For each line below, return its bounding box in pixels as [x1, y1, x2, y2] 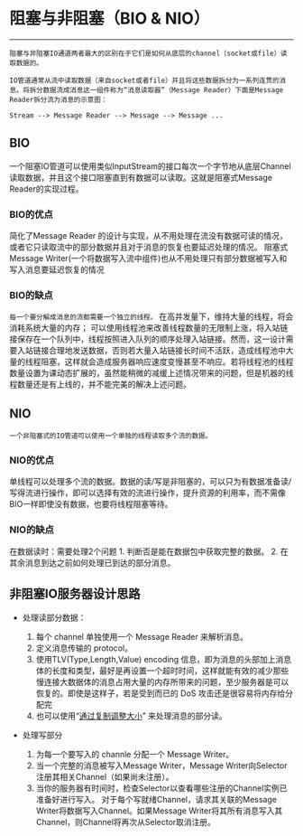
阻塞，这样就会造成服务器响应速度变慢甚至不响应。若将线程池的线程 [40, 356, 294, 367]
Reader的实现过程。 [9, 183, 84, 194]
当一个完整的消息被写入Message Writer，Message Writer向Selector [35, 760, 288, 771]
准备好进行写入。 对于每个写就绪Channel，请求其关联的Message [35, 794, 278, 804]
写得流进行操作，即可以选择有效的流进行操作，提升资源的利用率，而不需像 [9, 487, 286, 498]
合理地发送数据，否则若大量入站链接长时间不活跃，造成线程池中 [48, 345, 286, 356]
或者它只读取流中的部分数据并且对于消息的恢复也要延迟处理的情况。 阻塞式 [9, 241, 289, 253]
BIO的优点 [9, 208, 54, 221]
